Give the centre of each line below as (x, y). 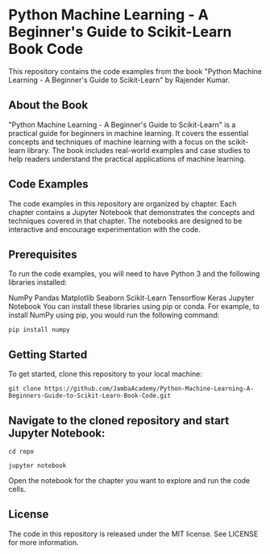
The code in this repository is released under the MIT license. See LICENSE (133, 534)
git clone (25, 389)
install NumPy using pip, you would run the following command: (114, 315)
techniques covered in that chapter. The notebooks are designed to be (125, 221)
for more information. (44, 542)
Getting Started (48, 355)
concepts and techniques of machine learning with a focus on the (117, 142)
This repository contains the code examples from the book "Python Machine (135, 71)
